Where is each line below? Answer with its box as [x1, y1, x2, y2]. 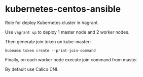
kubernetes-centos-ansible [5, 3, 121, 15]
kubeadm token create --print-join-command [5, 48, 96, 53]
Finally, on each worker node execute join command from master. [5, 56, 138, 62]
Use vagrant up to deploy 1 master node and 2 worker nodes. [5, 29, 130, 35]
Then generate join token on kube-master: [5, 38, 91, 45]
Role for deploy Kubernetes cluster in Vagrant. [5, 20, 99, 26]
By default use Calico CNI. [5, 66, 59, 72]
